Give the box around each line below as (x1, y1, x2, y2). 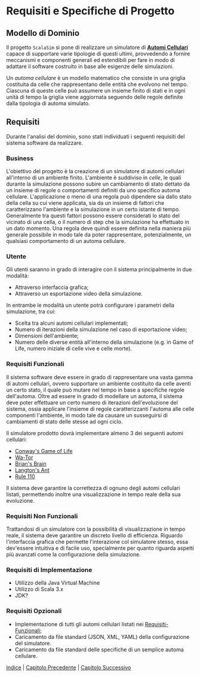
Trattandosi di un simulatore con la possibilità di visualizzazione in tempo (6, 525, 186, 533)
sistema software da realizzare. (6, 139, 84, 146)
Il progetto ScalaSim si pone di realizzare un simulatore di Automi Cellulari (6, 44, 188, 51)
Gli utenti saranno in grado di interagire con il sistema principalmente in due (6, 266, 192, 273)
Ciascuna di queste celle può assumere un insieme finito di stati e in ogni (6, 87, 186, 94)
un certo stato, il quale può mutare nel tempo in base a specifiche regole (6, 386, 185, 393)
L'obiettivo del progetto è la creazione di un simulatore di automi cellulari (6, 168, 184, 175)
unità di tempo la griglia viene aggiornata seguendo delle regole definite (6, 94, 183, 100)
